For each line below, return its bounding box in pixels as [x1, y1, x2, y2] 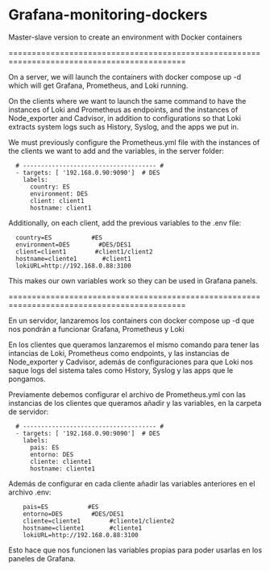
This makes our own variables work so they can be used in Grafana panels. [8, 275, 258, 285]
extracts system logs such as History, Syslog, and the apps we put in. [8, 122, 239, 131]
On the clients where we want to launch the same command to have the [8, 96, 247, 106]
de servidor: [8, 407, 49, 416]
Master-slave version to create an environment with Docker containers [8, 32, 243, 42]
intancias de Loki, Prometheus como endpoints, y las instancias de [8, 348, 230, 358]
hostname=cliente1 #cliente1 [23, 523, 143, 532]
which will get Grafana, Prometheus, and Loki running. [8, 81, 189, 90]
